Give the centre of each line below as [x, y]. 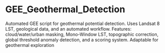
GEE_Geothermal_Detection [65, 9]
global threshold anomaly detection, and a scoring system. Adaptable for [82, 40]
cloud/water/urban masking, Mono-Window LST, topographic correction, [82, 34]
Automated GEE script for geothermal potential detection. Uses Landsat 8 [82, 23]
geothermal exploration [30, 45]
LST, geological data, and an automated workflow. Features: [68, 29]
